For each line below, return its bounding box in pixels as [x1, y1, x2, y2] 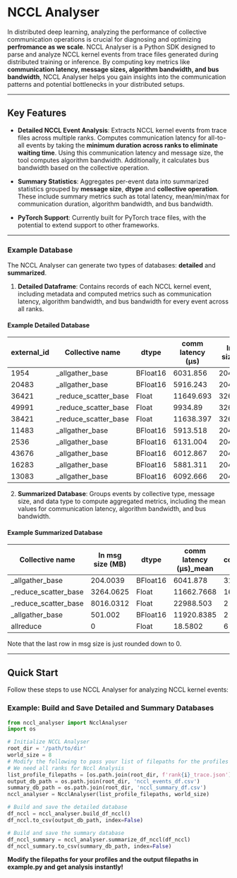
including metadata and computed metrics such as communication [17, 290, 212, 299]
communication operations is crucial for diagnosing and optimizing [7, 35, 201, 43]
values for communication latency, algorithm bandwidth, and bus [17, 505, 207, 513]
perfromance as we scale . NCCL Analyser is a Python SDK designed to [7, 42, 216, 51]
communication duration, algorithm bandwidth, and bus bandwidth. [17, 199, 214, 208]
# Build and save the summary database [7, 829, 125, 836]
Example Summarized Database [7, 528, 103, 536]
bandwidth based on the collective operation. [17, 163, 150, 172]
